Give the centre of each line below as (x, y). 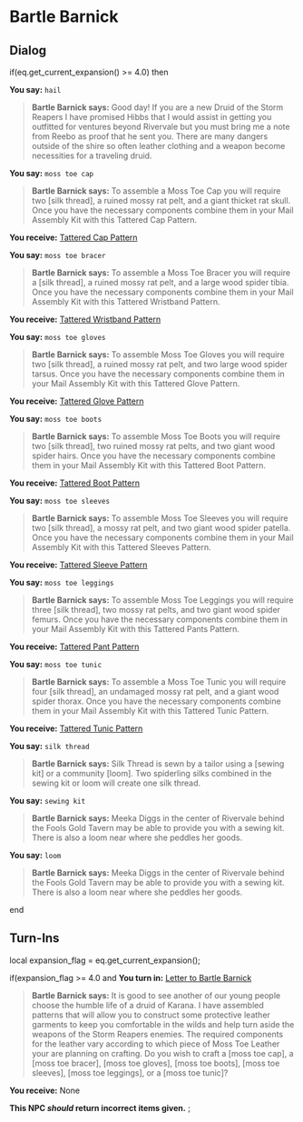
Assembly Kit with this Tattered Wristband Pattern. (126, 301)
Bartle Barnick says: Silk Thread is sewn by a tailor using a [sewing (158, 764)
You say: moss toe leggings (62, 582)
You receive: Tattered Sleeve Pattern (78, 565)
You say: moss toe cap (51, 173)
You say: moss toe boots (56, 419)
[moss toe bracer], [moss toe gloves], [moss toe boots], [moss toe (156, 1063)
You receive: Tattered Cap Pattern (73, 237)
